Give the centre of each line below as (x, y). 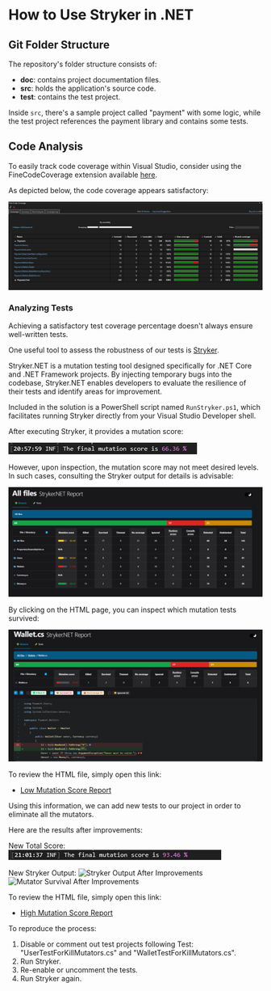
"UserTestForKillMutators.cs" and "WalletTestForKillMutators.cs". (128, 953)
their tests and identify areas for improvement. (85, 391)
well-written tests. (38, 334)
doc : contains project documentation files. (90, 80)
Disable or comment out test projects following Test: (106, 944)
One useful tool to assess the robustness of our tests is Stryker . (114, 350)
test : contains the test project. (70, 97)
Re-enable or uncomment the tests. (79, 970)
